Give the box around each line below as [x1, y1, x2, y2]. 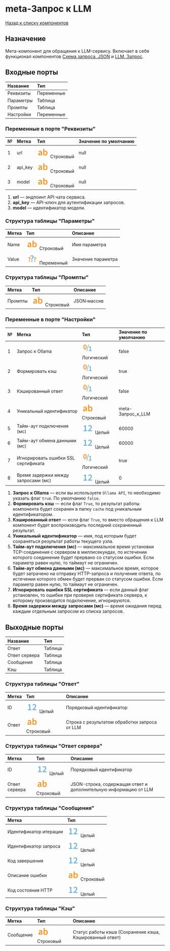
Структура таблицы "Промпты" [5, 274, 89, 281]
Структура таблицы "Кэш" [5, 905, 75, 912]
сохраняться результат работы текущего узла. [12, 538, 114, 545]
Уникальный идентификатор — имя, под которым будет [12, 533, 137, 539]
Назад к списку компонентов [5, 20, 69, 26]
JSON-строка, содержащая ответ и [70, 781, 148, 787]
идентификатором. [12, 511, 54, 517]
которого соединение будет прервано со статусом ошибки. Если [12, 554, 154, 560]
